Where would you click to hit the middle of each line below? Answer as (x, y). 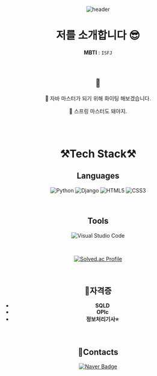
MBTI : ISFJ (98, 52)
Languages (98, 176)
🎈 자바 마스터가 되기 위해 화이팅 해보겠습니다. (98, 98)
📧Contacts (98, 352)
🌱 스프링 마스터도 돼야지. (98, 111)
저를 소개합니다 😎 (98, 35)
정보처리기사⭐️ (103, 319)
